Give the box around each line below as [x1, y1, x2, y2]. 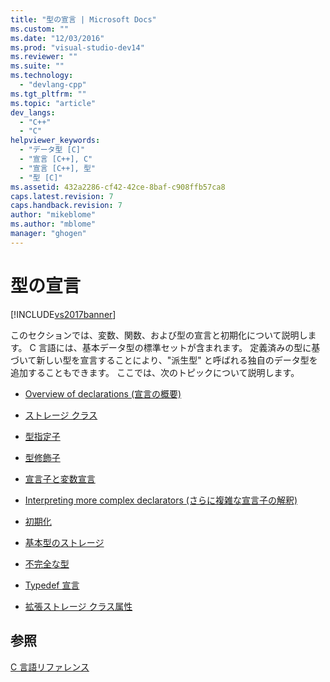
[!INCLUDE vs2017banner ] [10, 308, 117, 320]
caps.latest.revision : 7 [10, 191, 114, 201]
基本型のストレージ [24, 536, 105, 548]
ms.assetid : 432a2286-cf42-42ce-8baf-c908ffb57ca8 [10, 182, 226, 192]
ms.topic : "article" [10, 98, 97, 108]
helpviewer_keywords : [10, 136, 101, 146]
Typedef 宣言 [24, 579, 80, 591]
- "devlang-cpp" [19, 80, 87, 90]
